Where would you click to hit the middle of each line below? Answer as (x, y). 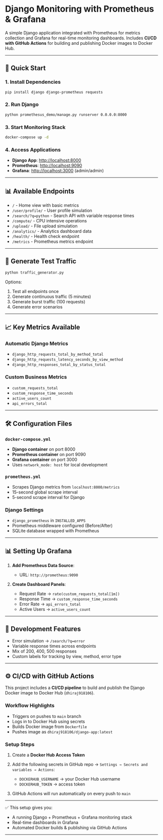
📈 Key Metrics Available (43, 327)
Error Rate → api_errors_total (50, 604)
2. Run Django (22, 105)
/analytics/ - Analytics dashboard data (52, 231)
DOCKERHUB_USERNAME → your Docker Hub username (70, 779)
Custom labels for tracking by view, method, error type (67, 656)
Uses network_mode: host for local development (60, 465)
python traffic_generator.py (34, 273)
